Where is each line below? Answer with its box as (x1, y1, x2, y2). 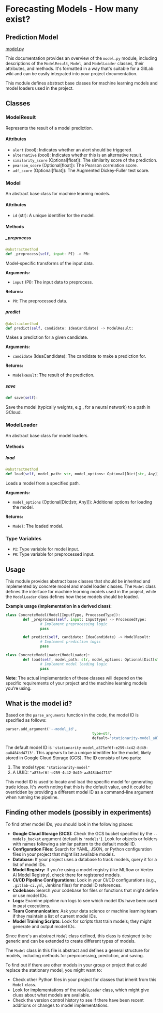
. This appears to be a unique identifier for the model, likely (33, 750, 151, 756)
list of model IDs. (12, 862, 46, 867)
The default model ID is (5, 745, 52, 750)
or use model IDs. (12, 892, 48, 898)
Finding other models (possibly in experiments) (5, 808, 151, 816)
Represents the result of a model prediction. (5, 125, 93, 131)
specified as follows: (5, 717, 46, 723)
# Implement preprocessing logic (40, 621, 108, 627)
